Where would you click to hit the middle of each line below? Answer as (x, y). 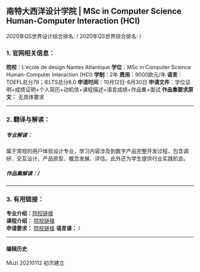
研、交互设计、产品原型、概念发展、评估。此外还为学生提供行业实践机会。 (97, 158)
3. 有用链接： (25, 199)
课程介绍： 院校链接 (30, 221)
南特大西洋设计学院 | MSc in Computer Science (94, 11)
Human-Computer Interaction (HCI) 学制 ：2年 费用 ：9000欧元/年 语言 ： (95, 75)
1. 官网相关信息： (31, 53)
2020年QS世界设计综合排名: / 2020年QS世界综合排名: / (74, 36)
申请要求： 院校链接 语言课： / (43, 228)
